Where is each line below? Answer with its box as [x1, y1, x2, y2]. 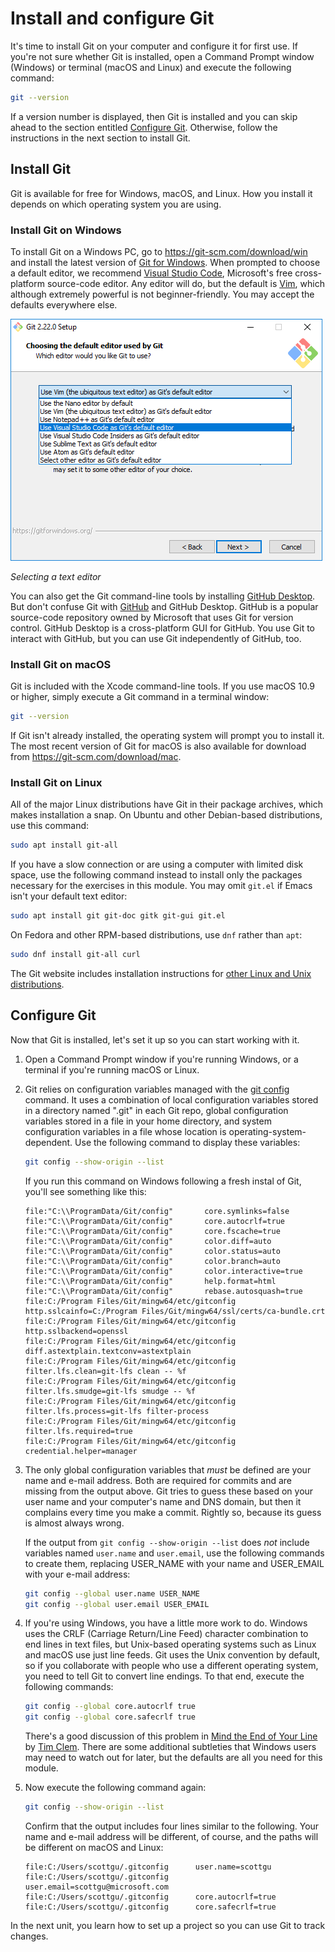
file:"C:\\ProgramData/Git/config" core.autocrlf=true [24, 1216, 286, 1226]
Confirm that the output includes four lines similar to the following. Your [24, 1820, 320, 1832]
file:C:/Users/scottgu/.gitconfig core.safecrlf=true [24, 1902, 277, 1912]
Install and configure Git [10, 7, 215, 30]
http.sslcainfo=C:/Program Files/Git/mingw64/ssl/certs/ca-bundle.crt [24, 1306, 326, 1316]
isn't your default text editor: [10, 890, 128, 902]
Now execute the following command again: [24, 1782, 207, 1794]
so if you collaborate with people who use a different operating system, [24, 1660, 319, 1672]
